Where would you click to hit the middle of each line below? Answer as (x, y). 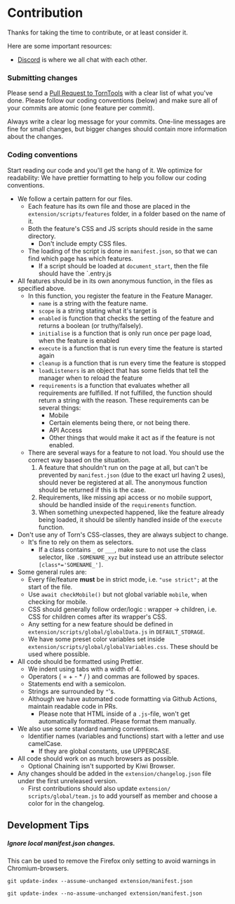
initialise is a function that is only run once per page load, (125, 333)
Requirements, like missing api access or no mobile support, (125, 497)
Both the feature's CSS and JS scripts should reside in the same (120, 228)
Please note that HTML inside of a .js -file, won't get (114, 714)
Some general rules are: (52, 572)
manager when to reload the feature (90, 378)
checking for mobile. (58, 601)
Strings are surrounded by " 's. (72, 691)
